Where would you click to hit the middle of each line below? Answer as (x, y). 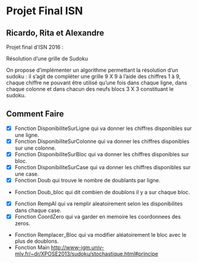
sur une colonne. (35, 148)
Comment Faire (35, 114)
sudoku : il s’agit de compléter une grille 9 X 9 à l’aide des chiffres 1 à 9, (93, 76)
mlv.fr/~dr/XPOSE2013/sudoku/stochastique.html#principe (86, 254)
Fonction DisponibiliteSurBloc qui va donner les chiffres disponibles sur (102, 154)
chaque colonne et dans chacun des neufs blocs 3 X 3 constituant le (90, 89)
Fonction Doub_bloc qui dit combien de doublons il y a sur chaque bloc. (102, 192)
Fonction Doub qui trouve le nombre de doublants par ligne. (87, 180)
